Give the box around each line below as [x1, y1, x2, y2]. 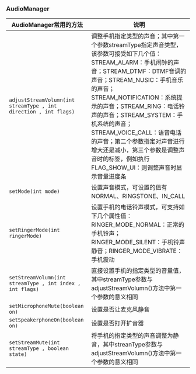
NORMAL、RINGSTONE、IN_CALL [91, 192, 185, 200]
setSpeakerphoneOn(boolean [9, 317, 84, 323]
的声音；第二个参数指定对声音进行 [91, 137, 185, 146]
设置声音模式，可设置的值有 [91, 183, 167, 192]
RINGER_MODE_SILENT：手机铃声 [91, 238, 185, 247]
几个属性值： [97, 212, 132, 220]
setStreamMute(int [9, 340, 60, 346]
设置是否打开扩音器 [91, 319, 144, 327]
